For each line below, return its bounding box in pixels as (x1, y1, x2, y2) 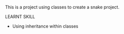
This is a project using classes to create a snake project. (5, 4, 120, 10)
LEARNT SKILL (5, 14, 36, 19)
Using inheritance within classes (12, 23, 79, 29)
